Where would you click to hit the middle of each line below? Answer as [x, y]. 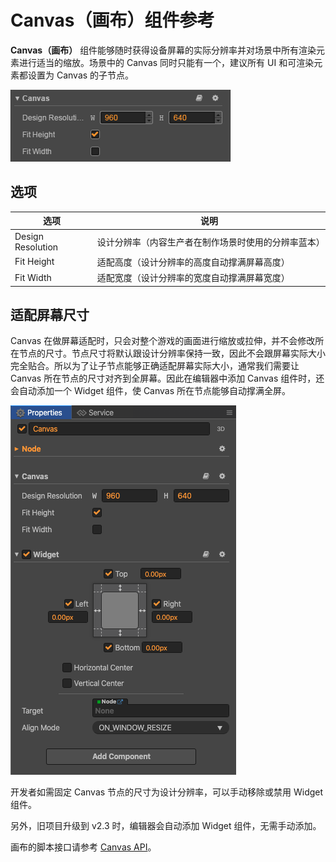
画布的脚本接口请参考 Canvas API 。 [83, 847]
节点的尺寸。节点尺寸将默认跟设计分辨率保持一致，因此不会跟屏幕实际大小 [172, 353]
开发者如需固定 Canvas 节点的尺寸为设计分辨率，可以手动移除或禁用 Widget [167, 792]
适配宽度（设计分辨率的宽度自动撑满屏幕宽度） [193, 277]
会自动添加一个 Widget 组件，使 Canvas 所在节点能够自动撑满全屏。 [151, 391]
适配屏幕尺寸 [50, 314]
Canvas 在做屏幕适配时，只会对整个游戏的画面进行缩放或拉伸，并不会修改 [163, 341]
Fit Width [33, 277]
